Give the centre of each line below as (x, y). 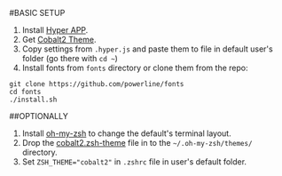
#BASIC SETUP (37, 13)
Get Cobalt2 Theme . (59, 40)
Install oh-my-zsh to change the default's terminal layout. (127, 133)
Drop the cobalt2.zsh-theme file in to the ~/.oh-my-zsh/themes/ (137, 143)
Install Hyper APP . (55, 30)
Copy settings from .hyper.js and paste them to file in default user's (147, 49)
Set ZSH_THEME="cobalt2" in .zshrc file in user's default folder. (134, 162)
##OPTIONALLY (39, 116)
